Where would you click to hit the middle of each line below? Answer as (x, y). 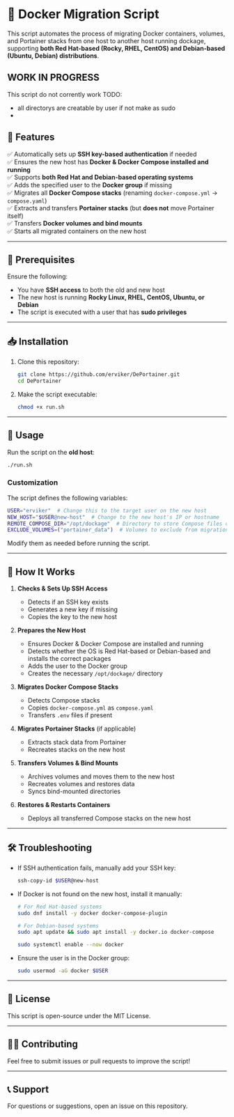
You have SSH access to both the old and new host (91, 290)
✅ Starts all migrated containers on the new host (77, 231)
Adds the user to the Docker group (77, 666)
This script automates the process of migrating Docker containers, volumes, (116, 33)
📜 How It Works (41, 571)
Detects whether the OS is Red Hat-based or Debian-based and (119, 651)
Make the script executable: (57, 394)
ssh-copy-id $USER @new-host (58, 880)
